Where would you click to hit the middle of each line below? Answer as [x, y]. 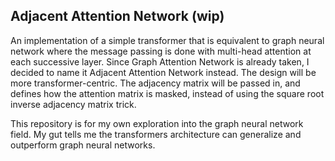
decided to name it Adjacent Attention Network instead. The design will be [163, 72]
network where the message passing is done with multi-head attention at [161, 51]
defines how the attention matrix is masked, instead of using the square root [167, 93]
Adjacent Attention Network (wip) [117, 16]
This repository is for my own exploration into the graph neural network [157, 123]
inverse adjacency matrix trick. [73, 104]
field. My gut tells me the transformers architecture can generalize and [156, 134]
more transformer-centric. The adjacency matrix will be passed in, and [155, 83]
